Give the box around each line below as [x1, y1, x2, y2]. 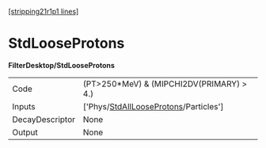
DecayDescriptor [12, 114, 75, 125]
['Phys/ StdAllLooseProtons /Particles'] [82, 101, 224, 112]
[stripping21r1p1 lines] [8, 7, 79, 16]
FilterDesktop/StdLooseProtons [8, 60, 115, 70]
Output [12, 127, 38, 138]
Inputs [12, 101, 36, 112]
